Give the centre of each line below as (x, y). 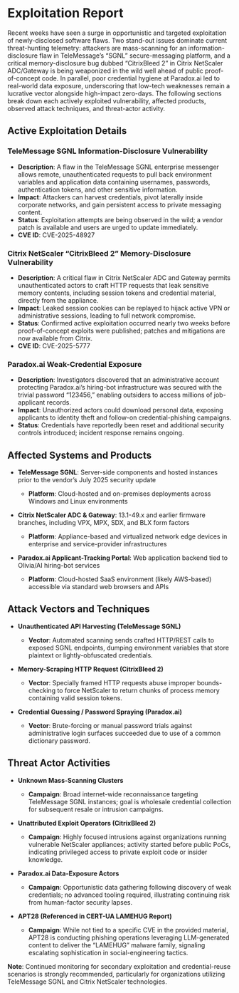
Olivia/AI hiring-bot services (59, 566)
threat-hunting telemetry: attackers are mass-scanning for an (97, 48)
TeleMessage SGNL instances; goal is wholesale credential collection (130, 801)
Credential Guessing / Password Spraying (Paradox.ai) (100, 712)
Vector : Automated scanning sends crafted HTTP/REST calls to (121, 640)
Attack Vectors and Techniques (79, 609)
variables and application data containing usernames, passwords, (114, 182)
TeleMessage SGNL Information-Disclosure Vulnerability (108, 151)
